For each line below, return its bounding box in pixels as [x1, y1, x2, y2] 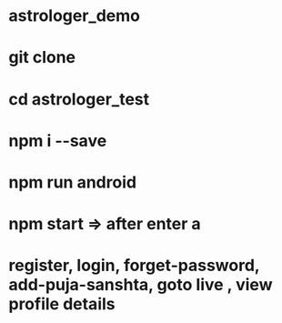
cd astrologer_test [8, 88, 150, 109]
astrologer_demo [8, 5, 140, 26]
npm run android [8, 172, 137, 192]
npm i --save [8, 130, 107, 151]
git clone [8, 47, 76, 68]
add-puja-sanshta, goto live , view [8, 275, 273, 296]
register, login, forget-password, [8, 256, 260, 276]
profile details [8, 294, 116, 315]
